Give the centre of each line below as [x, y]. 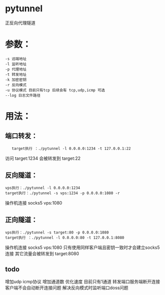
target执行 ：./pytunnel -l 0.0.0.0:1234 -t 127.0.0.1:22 [71, 148]
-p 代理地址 [16, 69]
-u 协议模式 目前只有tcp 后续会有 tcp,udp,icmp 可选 [55, 90]
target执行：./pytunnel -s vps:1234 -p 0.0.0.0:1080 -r [63, 193]
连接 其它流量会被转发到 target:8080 [42, 253]
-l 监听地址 [16, 64]
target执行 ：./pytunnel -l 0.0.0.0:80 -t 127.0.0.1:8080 [65, 237]
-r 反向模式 [16, 85]
